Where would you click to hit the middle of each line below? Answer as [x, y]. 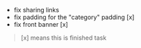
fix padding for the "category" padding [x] [74, 17]
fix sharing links [36, 10]
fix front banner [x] [41, 24]
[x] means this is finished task [64, 38]
